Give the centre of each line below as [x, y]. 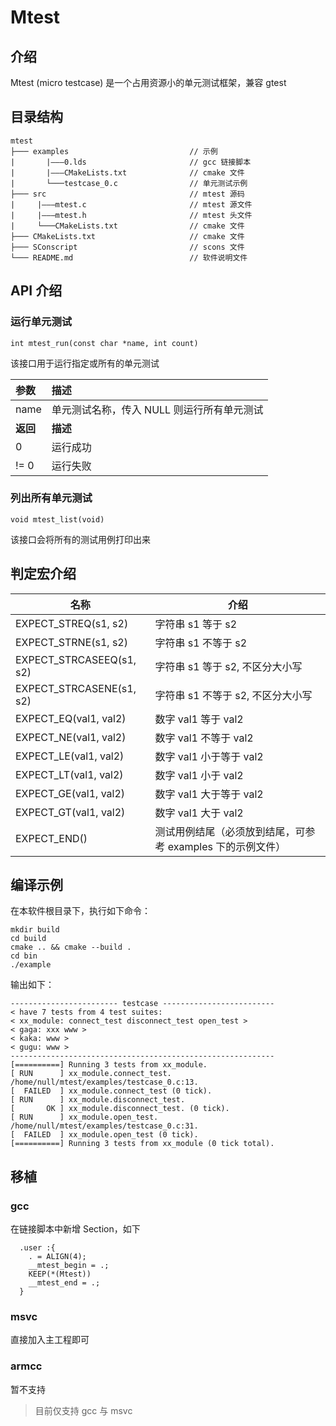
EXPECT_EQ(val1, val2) [71, 718]
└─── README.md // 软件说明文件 [129, 257]
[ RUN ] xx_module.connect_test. [91, 1074]
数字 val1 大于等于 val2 [209, 794]
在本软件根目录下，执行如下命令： [80, 911]
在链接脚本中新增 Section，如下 [75, 1229]
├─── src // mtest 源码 [127, 194]
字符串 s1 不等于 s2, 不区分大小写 [233, 695]
